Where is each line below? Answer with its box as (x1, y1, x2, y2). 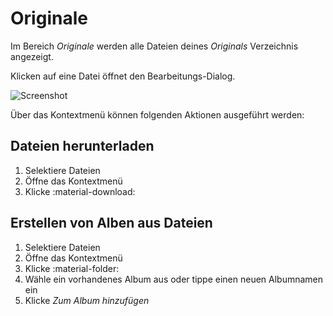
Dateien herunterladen (10, 138, 155, 155)
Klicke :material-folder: (24, 262, 120, 274)
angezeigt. (10, 50, 54, 62)
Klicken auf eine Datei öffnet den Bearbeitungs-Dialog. (10, 70, 236, 82)
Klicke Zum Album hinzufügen (24, 294, 150, 306)
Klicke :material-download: (24, 185, 136, 197)
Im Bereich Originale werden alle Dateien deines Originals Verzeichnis (10, 40, 299, 52)
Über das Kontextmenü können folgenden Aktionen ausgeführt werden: (10, 108, 305, 121)
